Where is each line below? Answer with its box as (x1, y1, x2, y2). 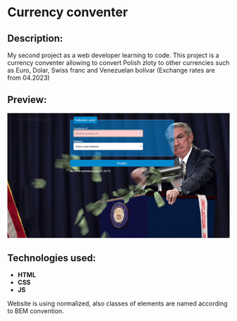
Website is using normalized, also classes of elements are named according (7, 299, 228, 308)
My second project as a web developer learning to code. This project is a (7, 51, 220, 59)
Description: (7, 32, 63, 44)
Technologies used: (7, 252, 97, 264)
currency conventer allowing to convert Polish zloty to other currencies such (7, 59, 230, 67)
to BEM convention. (7, 307, 65, 315)
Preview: (7, 94, 47, 106)
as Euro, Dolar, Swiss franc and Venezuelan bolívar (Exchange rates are (7, 66, 215, 74)
